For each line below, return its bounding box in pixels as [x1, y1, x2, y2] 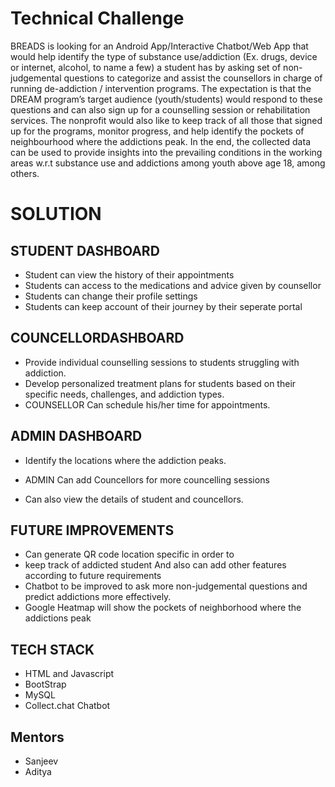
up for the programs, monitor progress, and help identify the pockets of [10, 125, 305, 137]
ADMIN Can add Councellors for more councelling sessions [24, 473, 270, 486]
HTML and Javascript [24, 668, 115, 680]
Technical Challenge [10, 7, 185, 30]
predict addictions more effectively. [24, 591, 172, 603]
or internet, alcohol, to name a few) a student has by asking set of [10, 61, 282, 73]
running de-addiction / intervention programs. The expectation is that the [10, 82, 312, 94]
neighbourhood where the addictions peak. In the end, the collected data [10, 135, 311, 147]
